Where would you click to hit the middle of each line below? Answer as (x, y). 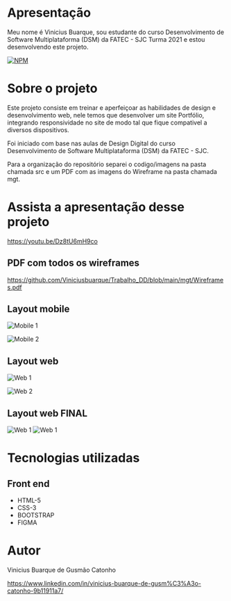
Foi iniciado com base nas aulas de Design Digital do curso (91, 143)
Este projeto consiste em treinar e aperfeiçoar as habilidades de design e (112, 107)
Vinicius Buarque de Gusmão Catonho (62, 570)
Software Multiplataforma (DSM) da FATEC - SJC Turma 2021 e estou (106, 39)
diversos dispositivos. (38, 129)
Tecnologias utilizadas (74, 458)
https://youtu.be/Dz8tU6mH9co (53, 241)
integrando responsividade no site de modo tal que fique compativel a (107, 122)
